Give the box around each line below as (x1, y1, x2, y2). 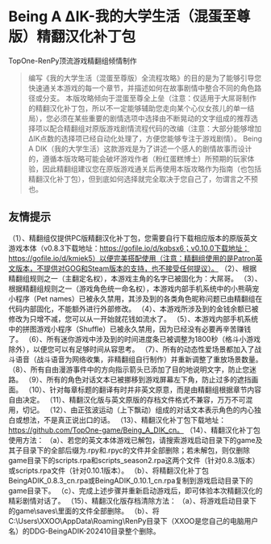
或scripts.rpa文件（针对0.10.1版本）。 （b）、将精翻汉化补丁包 (8, 466, 210, 475)
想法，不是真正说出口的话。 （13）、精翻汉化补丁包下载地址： (22, 415, 227, 424)
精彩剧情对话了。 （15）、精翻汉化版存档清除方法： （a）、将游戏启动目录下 (8, 496, 256, 505)
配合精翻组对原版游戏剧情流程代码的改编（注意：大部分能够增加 (49, 123, 262, 133)
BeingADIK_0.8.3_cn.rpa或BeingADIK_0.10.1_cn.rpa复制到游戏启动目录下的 (8, 475, 253, 485)
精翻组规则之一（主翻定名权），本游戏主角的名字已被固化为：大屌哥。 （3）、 (8, 273, 262, 283)
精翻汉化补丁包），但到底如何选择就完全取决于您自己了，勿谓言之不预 (27, 174, 258, 183)
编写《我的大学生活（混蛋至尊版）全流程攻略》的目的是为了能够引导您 (27, 73, 262, 82)
